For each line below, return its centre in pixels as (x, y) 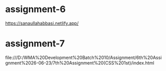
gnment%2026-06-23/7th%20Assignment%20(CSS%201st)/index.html (80, 63)
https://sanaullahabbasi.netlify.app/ (42, 23)
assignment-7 (35, 44)
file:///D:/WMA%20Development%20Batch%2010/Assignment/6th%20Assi (84, 57)
